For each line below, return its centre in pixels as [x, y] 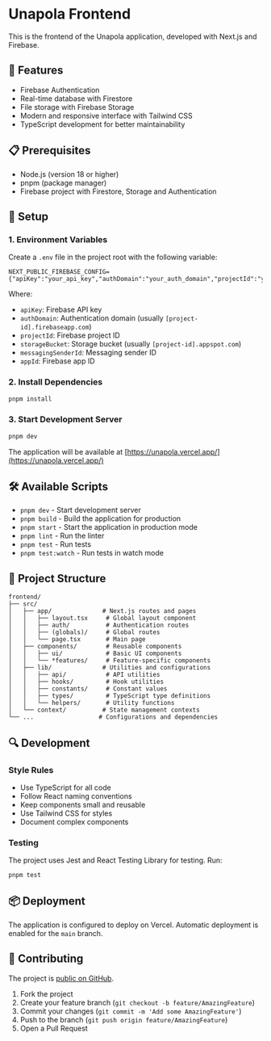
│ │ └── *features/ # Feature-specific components [110, 661]
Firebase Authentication [60, 90]
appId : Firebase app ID [57, 361]
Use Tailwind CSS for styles [66, 813]
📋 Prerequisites [50, 151]
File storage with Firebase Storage [77, 107]
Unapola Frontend [70, 14]
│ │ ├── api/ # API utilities [84, 675]
